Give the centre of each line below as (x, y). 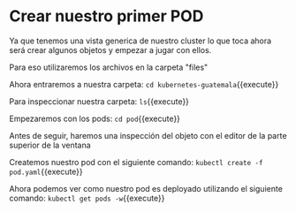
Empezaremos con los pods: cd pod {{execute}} (95, 118)
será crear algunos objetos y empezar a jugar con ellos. (110, 49)
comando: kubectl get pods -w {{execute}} (87, 198)
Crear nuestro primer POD (106, 16)
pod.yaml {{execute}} (46, 171)
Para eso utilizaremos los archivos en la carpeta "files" (109, 67)
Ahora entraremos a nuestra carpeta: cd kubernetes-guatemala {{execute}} (144, 84)
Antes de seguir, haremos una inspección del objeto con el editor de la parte (148, 135)
